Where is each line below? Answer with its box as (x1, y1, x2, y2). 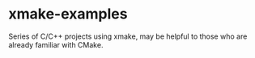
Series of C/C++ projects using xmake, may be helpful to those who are (8, 31, 248, 41)
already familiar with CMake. (8, 39, 104, 49)
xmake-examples (8, 5, 128, 23)
